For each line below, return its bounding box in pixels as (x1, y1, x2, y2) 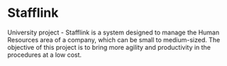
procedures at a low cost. (7, 51, 82, 59)
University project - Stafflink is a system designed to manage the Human (7, 28, 220, 37)
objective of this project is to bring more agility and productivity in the (7, 43, 211, 51)
